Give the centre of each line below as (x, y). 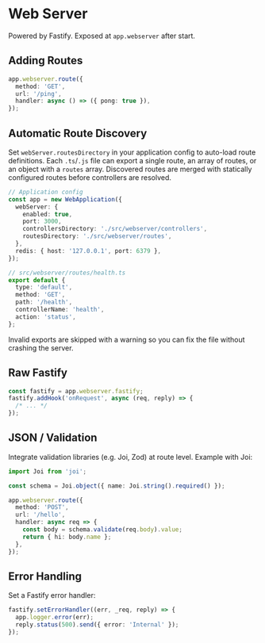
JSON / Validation (53, 438)
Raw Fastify (38, 373)
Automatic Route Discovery (78, 133)
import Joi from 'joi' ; (48, 471)
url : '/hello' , (40, 515)
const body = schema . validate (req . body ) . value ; (102, 530)
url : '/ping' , (38, 94)
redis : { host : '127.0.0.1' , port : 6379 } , (88, 251)
